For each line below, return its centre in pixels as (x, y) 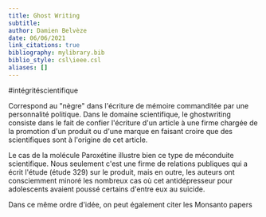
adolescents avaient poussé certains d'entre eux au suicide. (107, 189)
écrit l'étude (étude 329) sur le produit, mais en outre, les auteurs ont (121, 172)
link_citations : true (44, 45)
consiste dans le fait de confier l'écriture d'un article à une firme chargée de (133, 122)
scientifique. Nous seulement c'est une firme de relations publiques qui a (128, 164)
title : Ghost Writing (44, 16)
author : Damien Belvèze (48, 30)
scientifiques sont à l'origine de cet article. (78, 140)
